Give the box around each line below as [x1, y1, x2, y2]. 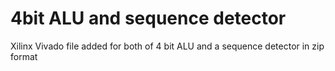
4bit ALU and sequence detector [10, 7, 287, 30]
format [10, 50, 38, 62]
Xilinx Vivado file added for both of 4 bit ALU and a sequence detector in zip [10, 40, 325, 52]
